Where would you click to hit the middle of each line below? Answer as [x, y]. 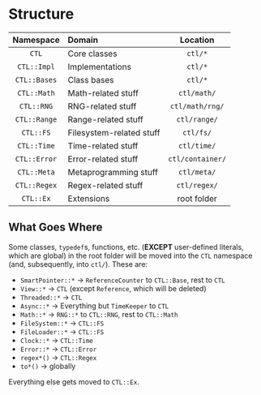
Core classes [92, 54]
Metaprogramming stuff [113, 172]
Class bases [91, 79]
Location [197, 40]
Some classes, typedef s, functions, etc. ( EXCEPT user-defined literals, [126, 247]
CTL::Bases [36, 79]
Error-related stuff [103, 159]
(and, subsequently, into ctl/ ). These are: [78, 264]
